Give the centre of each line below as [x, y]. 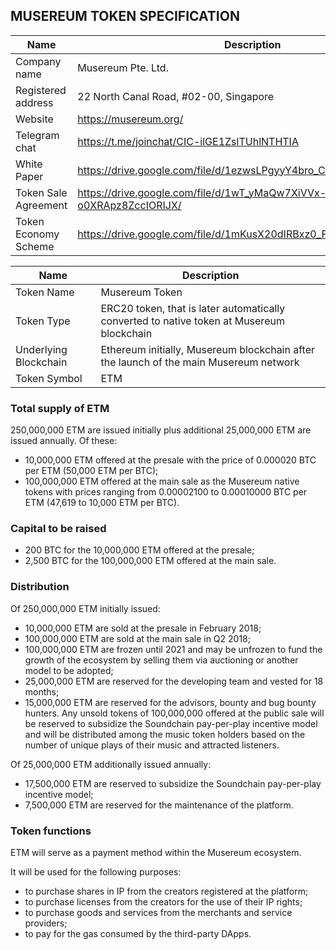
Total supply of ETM [60, 408]
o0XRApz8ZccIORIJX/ [129, 205]
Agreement [41, 205]
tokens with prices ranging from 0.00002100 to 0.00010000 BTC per [166, 492]
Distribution [40, 587]
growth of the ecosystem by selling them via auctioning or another [161, 660]
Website [34, 119]
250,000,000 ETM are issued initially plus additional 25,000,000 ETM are [161, 430]
